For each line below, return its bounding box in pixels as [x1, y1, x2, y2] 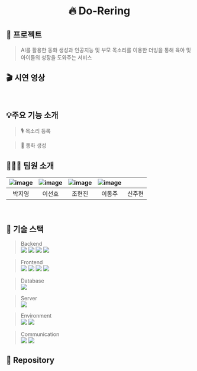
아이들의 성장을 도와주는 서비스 [20, 54, 92, 61]
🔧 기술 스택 [6, 224, 44, 234]
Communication [20, 331, 60, 338]
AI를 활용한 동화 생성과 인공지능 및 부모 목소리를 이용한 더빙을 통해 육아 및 [20, 46, 191, 53]
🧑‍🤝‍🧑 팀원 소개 [6, 161, 54, 171]
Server [20, 295, 37, 302]
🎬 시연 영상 [6, 73, 46, 83]
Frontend [20, 259, 43, 266]
